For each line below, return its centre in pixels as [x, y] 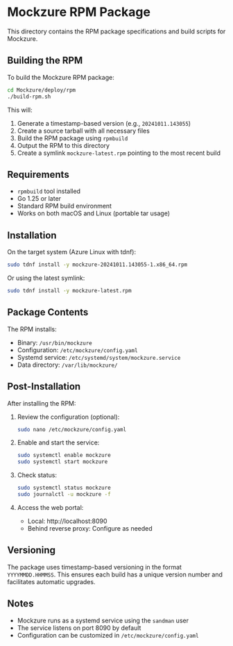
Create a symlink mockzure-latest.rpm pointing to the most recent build [119, 153]
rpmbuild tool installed [49, 191]
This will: [20, 110]
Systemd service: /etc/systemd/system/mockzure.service [99, 357]
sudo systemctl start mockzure [62, 462]
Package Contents [48, 312]
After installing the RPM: [42, 403]
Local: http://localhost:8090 [67, 521]
